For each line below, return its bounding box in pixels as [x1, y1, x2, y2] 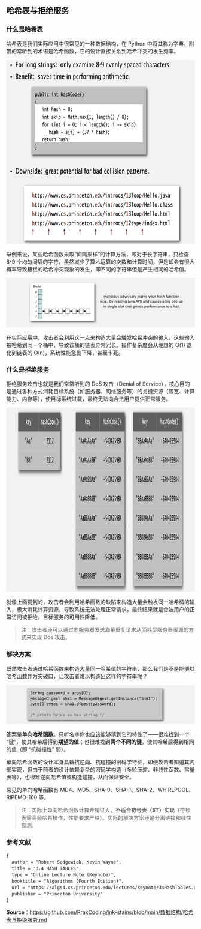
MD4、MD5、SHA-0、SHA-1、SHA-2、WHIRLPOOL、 [59, 786, 194, 794]
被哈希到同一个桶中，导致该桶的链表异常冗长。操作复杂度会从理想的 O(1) [6, 342, 185, 349]
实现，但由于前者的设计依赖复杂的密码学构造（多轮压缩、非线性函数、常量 [11, 766, 195, 773]
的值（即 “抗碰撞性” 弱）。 [6, 746, 69, 753]
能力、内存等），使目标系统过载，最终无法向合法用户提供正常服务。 [6, 395, 172, 402]
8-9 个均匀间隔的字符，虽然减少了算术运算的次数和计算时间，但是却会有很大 [6, 258, 195, 265]
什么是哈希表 [6, 25, 44, 34]
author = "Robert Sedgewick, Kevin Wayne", [11, 859, 121, 865]
